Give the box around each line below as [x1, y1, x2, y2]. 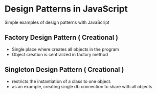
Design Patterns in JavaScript [4, 3, 128, 15]
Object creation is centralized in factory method [11, 51, 108, 57]
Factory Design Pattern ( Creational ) [4, 33, 118, 42]
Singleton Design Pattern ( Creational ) [4, 65, 124, 74]
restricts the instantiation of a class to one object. [11, 78, 112, 84]
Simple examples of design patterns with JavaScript [4, 19, 110, 25]
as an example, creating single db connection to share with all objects [11, 83, 153, 89]
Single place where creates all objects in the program [11, 46, 119, 52]
